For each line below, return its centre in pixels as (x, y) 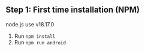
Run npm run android (40, 42)
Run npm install (35, 36)
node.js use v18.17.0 (30, 24)
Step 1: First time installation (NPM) (73, 10)
